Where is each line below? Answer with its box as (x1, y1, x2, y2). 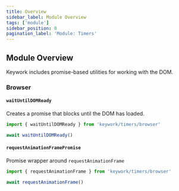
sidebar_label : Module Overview (6, 14, 86, 20)
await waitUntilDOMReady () (6, 132, 73, 138)
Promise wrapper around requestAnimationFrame (6, 157, 125, 164)
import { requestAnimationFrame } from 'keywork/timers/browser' (6, 168, 171, 175)
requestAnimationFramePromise (6, 145, 81, 151)
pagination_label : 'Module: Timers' (6, 31, 97, 37)
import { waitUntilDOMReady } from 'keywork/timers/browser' (6, 122, 161, 128)
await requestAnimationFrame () (6, 179, 84, 185)
